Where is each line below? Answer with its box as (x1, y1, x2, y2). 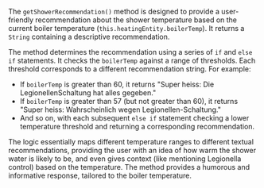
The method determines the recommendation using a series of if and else (8, 48, 253, 56)
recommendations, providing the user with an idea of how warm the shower (8, 146, 257, 155)
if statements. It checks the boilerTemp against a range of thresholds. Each (8, 56, 256, 65)
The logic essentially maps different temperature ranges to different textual (8, 137, 254, 146)
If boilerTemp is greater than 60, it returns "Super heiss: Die (19, 79, 215, 89)
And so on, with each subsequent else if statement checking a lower (19, 113, 250, 122)
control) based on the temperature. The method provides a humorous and (8, 163, 250, 171)
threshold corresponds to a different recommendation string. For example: (8, 64, 251, 74)
